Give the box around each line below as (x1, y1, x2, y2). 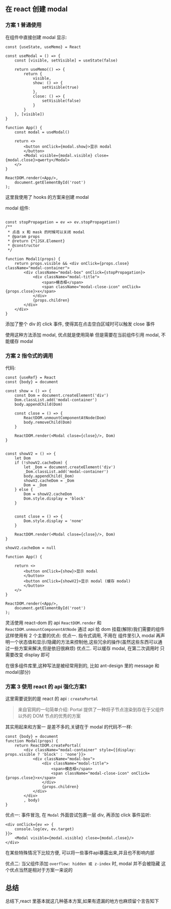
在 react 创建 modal (5, 5, 68, 14)
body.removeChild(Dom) (24, 420, 72, 425)
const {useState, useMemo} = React (5, 44, 81, 50)
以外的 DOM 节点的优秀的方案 (17, 713, 81, 719)
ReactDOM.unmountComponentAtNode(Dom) (24, 415, 106, 420)
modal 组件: (5, 204, 30, 211)
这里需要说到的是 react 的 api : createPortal (5, 696, 98, 702)
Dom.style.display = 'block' (24, 496, 86, 501)
